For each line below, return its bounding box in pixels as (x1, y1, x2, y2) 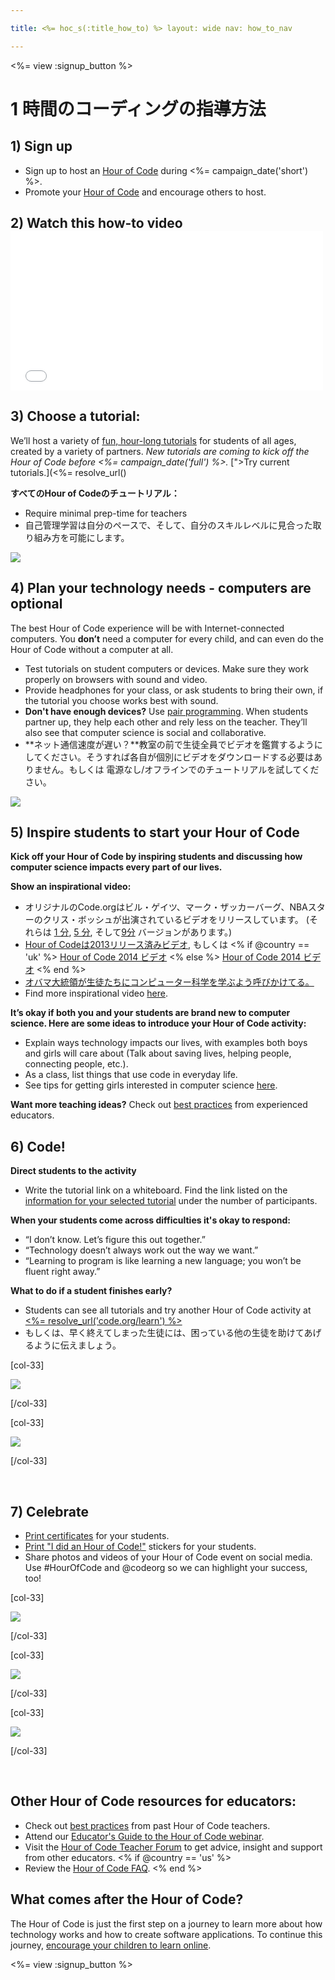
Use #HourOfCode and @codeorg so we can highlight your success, (24, 1562, 308, 1574)
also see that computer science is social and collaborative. (24, 726, 267, 738)
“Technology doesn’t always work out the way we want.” (24, 1244, 259, 1256)
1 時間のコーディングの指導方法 (10, 97, 267, 120)
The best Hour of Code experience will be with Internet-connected (10, 622, 285, 634)
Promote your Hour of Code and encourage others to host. (24, 186, 267, 198)
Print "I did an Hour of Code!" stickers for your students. (24, 1541, 257, 1553)
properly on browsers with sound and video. (24, 673, 208, 685)
